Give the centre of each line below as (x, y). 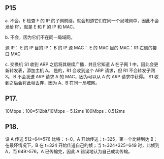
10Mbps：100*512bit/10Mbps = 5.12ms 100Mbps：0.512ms (65, 111)
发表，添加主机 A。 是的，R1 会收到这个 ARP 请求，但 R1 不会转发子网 (84, 70)
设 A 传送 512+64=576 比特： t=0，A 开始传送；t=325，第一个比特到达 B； (82, 139)
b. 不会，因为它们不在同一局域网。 (40, 37)
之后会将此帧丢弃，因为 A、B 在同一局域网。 (54, 83)
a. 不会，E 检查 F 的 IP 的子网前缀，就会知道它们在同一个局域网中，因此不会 (82, 20)
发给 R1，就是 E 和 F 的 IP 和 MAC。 (41, 27)
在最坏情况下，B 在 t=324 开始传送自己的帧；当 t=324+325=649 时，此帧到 (82, 145)
